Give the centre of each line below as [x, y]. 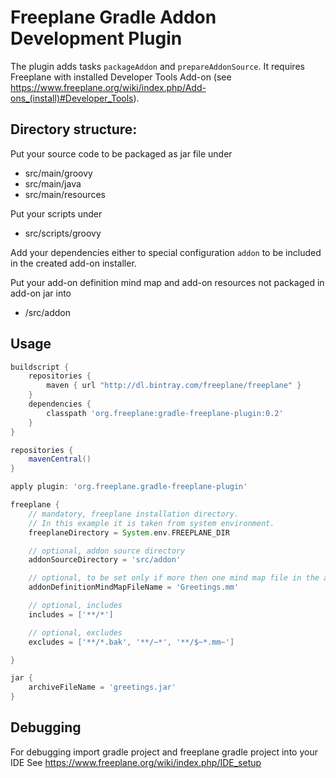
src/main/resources [65, 194]
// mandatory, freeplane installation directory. [134, 514]
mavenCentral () [60, 459]
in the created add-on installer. [73, 263]
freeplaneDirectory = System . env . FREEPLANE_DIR [129, 532]
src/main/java [53, 183]
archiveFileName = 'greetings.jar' [102, 687]
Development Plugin [96, 38]
